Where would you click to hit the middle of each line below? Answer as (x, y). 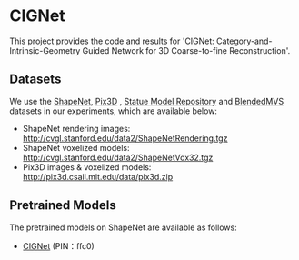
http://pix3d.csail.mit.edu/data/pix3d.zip (98, 176)
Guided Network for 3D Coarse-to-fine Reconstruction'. (186, 50)
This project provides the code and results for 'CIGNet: (112, 41)
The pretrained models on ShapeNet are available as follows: (124, 227)
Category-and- (244, 41)
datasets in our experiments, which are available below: (114, 111)
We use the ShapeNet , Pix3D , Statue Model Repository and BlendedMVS (147, 101)
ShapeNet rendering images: (76, 128)
